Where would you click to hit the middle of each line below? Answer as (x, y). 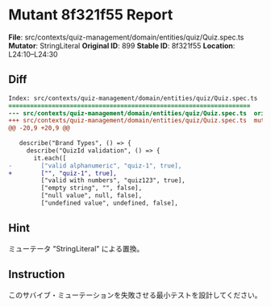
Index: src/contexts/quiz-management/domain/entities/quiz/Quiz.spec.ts (133, 98)
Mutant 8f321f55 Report (91, 15)
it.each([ (50, 158)
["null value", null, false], (92, 196)
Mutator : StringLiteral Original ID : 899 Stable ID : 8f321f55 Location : (122, 45)
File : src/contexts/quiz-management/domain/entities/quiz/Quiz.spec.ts (126, 37)
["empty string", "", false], (92, 188)
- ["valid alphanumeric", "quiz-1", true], (95, 166)
